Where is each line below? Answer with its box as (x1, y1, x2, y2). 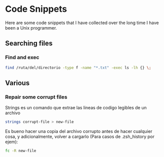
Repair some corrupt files (5, 94, 68, 100)
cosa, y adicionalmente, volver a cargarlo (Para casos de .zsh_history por (5, 134, 155, 140)
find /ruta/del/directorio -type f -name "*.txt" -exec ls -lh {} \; (5, 65, 152, 70)
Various (5, 79, 30, 87)
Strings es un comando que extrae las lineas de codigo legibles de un (5, 105, 147, 111)
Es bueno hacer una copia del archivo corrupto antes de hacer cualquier (5, 128, 153, 134)
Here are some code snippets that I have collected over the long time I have (5, 20, 159, 26)
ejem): (5, 139, 18, 145)
